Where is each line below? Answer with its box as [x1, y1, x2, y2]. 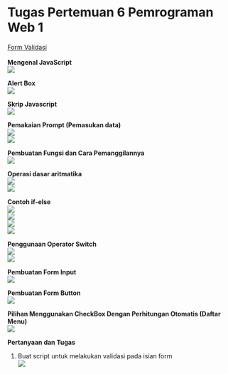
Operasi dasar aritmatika [7, 169, 82, 178]
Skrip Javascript [7, 100, 58, 108]
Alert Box [7, 79, 36, 87]
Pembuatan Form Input [7, 267, 77, 276]
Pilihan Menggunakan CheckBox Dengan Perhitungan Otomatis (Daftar [7, 309, 222, 318]
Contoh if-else [7, 197, 51, 206]
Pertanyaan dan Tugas [7, 338, 76, 346]
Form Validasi [7, 43, 48, 51]
